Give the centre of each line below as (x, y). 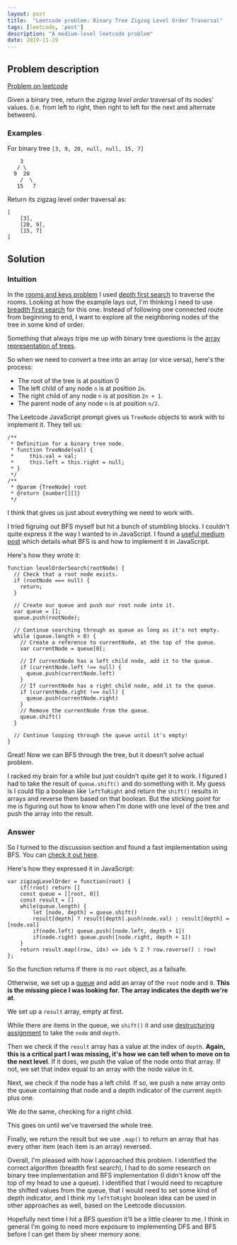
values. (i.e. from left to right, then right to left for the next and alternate (111, 107)
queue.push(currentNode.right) (72, 698)
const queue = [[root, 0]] (60, 894)
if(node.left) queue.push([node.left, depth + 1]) (109, 931)
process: (20, 367)
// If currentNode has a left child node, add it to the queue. (117, 661)
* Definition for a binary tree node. (68, 443)
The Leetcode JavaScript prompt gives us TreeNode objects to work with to (116, 417)
